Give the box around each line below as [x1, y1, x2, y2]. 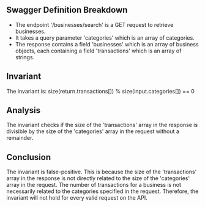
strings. [15, 53, 35, 60]
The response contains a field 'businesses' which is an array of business [15, 40, 199, 48]
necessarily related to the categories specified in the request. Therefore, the [6, 187, 199, 195]
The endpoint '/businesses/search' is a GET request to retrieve [15, 21, 174, 28]
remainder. [6, 134, 34, 142]
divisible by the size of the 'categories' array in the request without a [6, 128, 179, 135]
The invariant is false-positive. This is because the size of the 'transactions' [6, 168, 197, 176]
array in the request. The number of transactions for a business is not [6, 181, 182, 189]
